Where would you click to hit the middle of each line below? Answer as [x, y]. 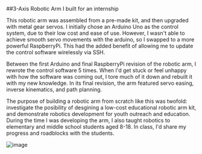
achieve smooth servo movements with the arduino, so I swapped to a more [100, 39]
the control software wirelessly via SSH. [56, 52]
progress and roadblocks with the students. [60, 133]
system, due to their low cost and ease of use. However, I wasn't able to [96, 33]
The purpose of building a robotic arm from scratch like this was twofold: [97, 101]
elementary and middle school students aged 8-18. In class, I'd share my [96, 127]
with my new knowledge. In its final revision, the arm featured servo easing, [100, 83]
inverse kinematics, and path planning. [54, 89]
